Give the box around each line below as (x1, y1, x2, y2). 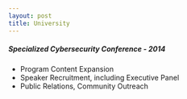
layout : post (8, 11, 52, 20)
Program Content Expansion (19, 64, 114, 74)
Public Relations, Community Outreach (19, 81, 149, 91)
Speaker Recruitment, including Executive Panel (19, 73, 180, 83)
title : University (8, 19, 70, 27)
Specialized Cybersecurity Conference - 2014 (8, 44, 166, 54)
